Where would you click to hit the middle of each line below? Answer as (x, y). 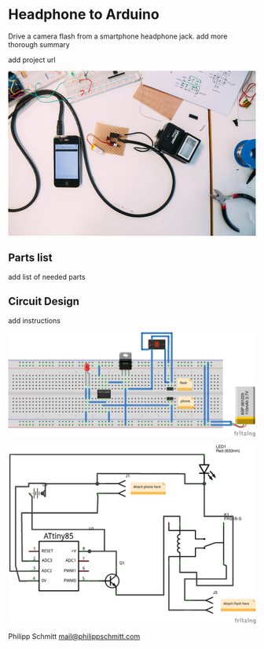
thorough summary (39, 44)
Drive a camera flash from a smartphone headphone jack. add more (118, 36)
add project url (32, 60)
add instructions (35, 321)
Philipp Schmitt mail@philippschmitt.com (74, 636)
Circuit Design (44, 301)
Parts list (30, 258)
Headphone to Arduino (84, 15)
